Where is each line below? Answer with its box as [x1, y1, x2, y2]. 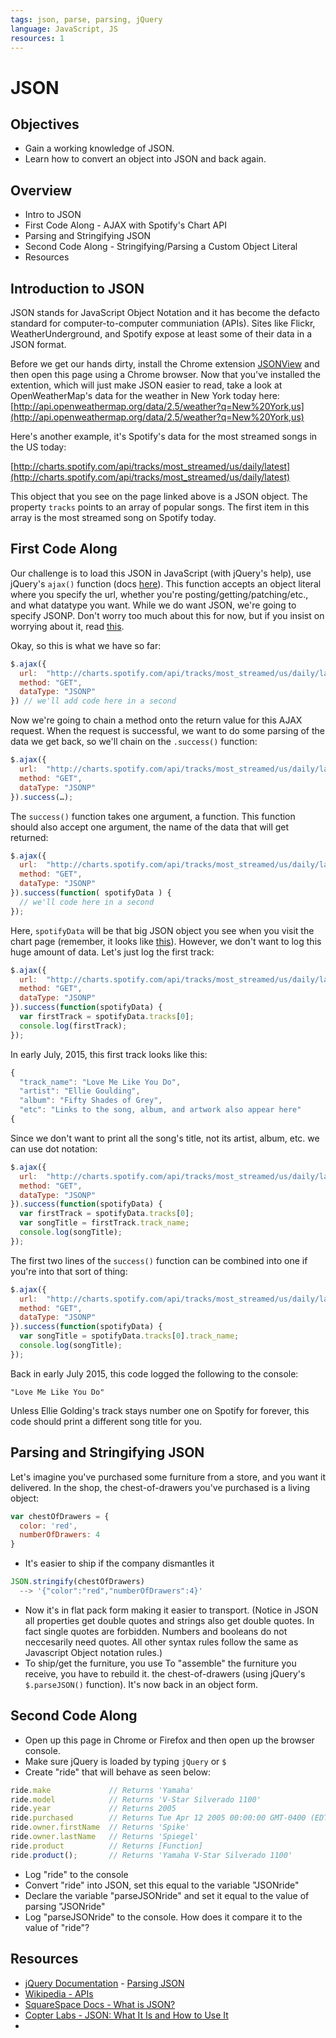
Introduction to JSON [10, 280, 145, 297]
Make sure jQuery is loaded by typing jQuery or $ [24, 1755, 227, 1767]
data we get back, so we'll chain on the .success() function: [10, 736, 258, 748]
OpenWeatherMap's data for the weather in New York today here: [10, 390, 280, 401]
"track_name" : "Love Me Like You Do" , [19, 1077, 182, 1087]
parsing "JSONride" [24, 1900, 106, 1912]
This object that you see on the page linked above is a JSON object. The [10, 491, 308, 502]
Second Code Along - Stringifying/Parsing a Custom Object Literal [24, 241, 298, 253]
